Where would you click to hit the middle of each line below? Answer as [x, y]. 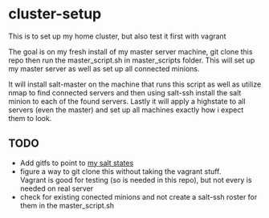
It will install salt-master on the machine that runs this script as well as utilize [135, 84]
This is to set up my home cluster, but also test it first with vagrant [117, 36]
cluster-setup [55, 14]
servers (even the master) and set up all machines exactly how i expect [126, 110]
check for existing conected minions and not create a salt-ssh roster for [139, 196]
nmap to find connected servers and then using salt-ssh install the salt [125, 92]
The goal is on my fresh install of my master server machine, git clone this [130, 51]
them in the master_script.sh [67, 205]
